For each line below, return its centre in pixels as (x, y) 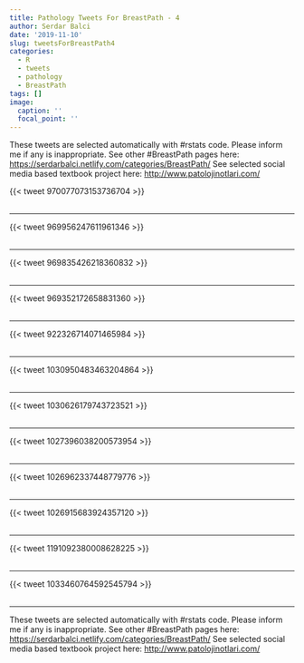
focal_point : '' (48, 119)
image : (22, 102)
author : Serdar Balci (50, 26)
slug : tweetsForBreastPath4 (62, 43)
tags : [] (26, 93)
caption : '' (40, 111)
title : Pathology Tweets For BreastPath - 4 (95, 18)
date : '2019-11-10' (46, 34)
